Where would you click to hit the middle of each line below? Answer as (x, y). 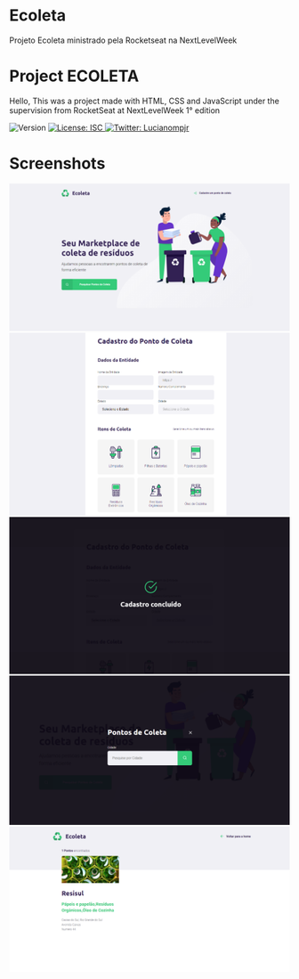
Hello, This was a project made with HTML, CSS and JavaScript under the (145, 101)
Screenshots (57, 163)
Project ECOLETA (74, 76)
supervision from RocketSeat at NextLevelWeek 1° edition (115, 110)
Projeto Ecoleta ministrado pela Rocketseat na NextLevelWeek (123, 40)
